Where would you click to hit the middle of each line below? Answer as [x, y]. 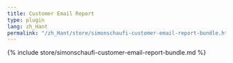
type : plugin [26, 20]
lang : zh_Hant [28, 26]
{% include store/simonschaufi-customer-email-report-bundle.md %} [107, 53]
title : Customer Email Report [51, 13]
